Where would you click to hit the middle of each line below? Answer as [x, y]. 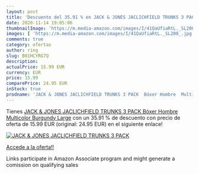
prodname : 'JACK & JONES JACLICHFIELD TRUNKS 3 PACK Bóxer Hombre [91, 94]
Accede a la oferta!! [30, 147]
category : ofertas [29, 45]
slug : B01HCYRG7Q [28, 56]
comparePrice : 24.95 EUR [37, 84]
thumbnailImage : [26, 28]
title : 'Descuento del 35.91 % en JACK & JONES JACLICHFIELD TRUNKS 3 [95, 17]
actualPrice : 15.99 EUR [36, 67]
